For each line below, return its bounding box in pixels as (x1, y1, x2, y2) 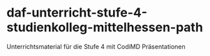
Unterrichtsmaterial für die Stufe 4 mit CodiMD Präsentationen (6, 42, 186, 50)
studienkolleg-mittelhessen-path (6, 19, 204, 35)
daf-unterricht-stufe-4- (6, 5, 148, 21)
